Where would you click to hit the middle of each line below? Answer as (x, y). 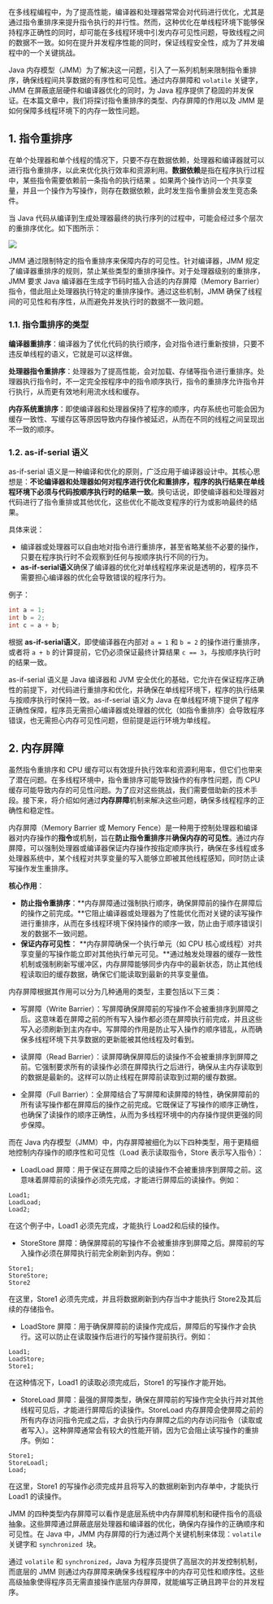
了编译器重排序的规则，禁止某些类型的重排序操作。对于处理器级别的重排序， (136, 270)
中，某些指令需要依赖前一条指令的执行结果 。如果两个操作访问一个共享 (127, 180)
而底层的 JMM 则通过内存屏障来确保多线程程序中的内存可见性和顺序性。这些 (136, 1571)
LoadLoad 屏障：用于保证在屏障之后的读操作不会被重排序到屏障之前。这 (141, 1169)
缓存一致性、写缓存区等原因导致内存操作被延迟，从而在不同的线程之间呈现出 (136, 419)
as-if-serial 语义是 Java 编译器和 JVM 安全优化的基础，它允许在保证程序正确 (136, 680)
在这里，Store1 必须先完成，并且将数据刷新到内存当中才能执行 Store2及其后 (135, 1299)
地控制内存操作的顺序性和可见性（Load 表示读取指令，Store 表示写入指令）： (136, 1152)
